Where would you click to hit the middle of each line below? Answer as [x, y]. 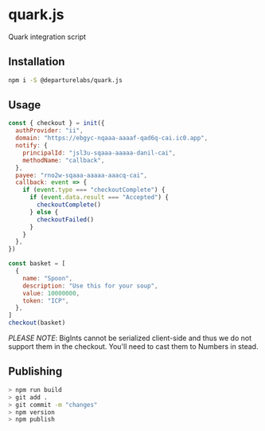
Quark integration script [47, 37]
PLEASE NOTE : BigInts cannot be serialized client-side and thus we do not [130, 338]
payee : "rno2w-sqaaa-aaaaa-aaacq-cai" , [82, 175]
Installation [37, 62]
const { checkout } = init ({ [57, 123]
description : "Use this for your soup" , [90, 286]
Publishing [35, 372]
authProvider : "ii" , [49, 131]
